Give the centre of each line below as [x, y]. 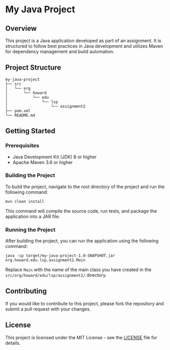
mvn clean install [25, 201]
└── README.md [20, 115]
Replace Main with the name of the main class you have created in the [78, 270]
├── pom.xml [18, 111]
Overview [21, 28]
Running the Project [30, 230]
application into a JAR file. [33, 216]
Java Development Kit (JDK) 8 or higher [55, 157]
